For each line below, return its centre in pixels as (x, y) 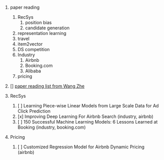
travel (23, 38)
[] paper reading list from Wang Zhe (47, 86)
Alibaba (33, 71)
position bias (38, 23)
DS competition (34, 49)
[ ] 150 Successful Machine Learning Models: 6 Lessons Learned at (88, 122)
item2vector (30, 44)
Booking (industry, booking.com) (51, 127)
